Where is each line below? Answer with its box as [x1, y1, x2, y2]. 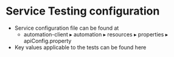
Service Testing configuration [5, 4, 160, 18]
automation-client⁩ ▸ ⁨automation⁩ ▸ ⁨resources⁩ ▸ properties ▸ [23, 30, 169, 38]
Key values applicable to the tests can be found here [14, 44, 147, 51]
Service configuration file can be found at [14, 24, 119, 32]
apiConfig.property [23, 37, 72, 44]
